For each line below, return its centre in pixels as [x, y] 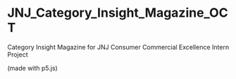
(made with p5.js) [32, 68]
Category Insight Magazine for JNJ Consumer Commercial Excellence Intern [118, 47]
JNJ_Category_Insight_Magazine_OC [118, 13]
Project [18, 55]
